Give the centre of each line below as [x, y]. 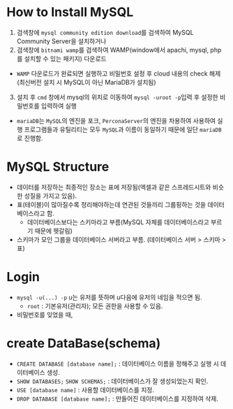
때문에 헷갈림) [53, 231]
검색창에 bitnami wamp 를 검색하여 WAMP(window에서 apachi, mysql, [113, 50]
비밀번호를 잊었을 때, [45, 315]
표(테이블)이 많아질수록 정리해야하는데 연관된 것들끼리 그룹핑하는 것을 [111, 204]
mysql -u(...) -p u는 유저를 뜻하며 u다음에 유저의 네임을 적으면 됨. [110, 297]
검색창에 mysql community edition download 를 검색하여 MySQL [105, 32]
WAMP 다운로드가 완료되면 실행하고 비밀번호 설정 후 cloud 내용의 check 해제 [119, 73]
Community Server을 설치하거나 [61, 41]
